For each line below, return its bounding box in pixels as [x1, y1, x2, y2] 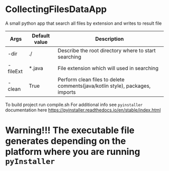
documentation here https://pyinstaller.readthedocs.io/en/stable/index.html [5, 107, 161, 113]
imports [57, 88, 76, 95]
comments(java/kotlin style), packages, [57, 82, 151, 89]
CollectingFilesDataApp [5, 4, 107, 15]
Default [32, 32, 50, 39]
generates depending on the [5, 135, 126, 147]
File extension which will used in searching [57, 65, 159, 72]
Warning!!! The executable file [5, 125, 135, 136]
